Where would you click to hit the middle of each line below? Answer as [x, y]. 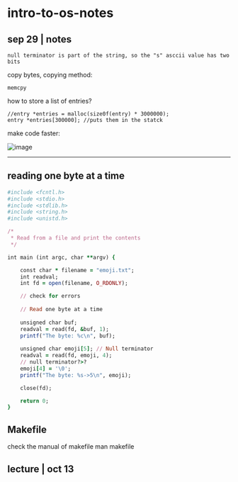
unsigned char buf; [49, 323]
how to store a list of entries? [50, 101]
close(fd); [36, 388]
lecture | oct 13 [41, 469]
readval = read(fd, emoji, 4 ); [66, 356]
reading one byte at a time [66, 176]
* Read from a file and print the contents [75, 238]
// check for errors [50, 296]
